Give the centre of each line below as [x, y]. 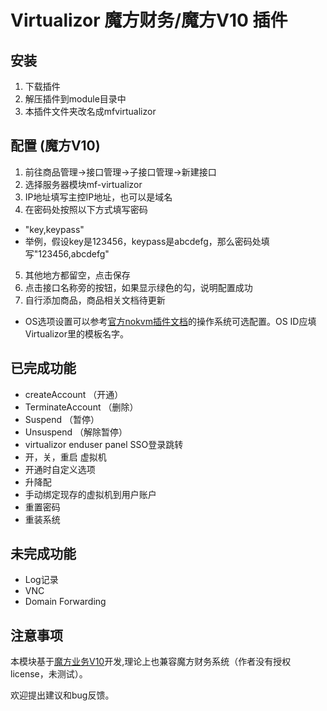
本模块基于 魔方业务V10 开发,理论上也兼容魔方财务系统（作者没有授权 [151, 662]
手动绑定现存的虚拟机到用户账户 [90, 494]
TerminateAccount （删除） [81, 407]
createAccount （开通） [74, 394]
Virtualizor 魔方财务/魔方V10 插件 [149, 20]
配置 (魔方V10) [55, 146]
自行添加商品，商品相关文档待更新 [95, 300]
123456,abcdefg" [74, 253]
